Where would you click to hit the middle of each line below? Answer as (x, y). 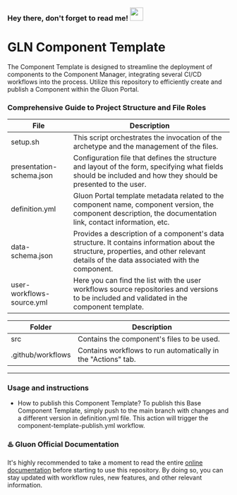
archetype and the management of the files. (146, 147)
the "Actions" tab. (107, 360)
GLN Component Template (86, 48)
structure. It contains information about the (144, 243)
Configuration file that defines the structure (145, 158)
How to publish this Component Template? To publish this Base (109, 403)
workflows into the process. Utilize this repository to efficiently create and (115, 82)
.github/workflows (41, 355)
